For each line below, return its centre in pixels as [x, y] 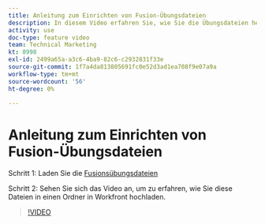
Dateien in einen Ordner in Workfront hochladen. [87, 197]
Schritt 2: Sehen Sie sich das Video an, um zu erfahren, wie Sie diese [120, 189]
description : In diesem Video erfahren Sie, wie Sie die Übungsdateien [128, 23]
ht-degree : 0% [32, 89]
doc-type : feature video [49, 37]
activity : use [32, 30]
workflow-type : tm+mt [44, 74]
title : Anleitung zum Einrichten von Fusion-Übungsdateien [107, 15]
